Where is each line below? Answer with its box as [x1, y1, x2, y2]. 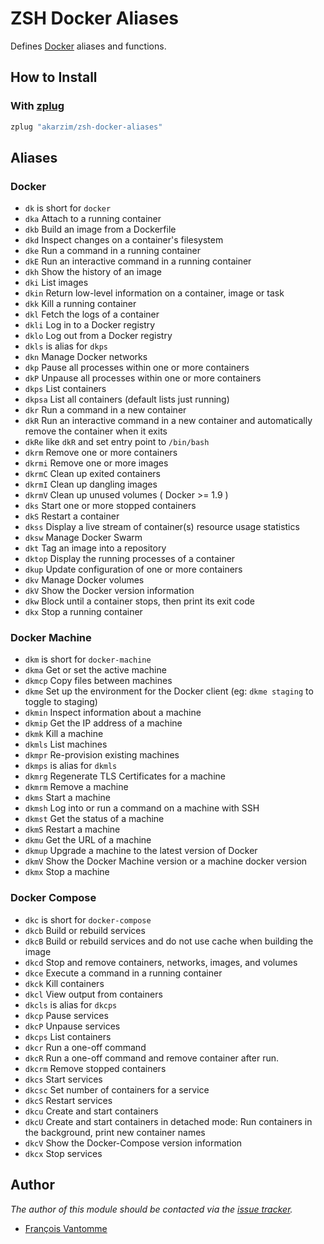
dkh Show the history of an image [24, 266, 163, 278]
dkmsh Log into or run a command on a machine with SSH [24, 802, 260, 814]
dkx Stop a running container [24, 606, 143, 618]
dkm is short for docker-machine [24, 653, 152, 666]
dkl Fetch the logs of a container [24, 308, 160, 321]
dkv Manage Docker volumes [24, 574, 145, 586]
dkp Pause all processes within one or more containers [24, 362, 250, 374]
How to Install [10, 69, 98, 86]
